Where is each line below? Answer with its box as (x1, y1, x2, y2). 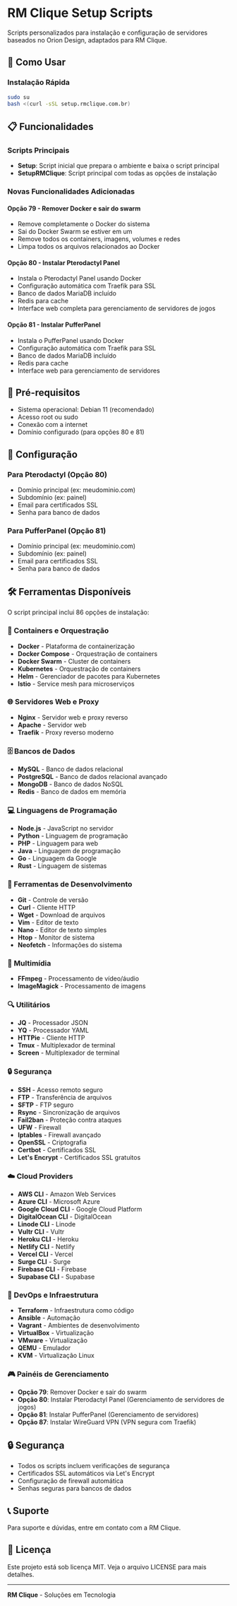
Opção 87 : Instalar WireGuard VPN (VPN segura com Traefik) (17, 1418, 197, 1426)
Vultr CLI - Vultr (17, 1227, 65, 1236)
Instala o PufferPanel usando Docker (17, 336, 125, 344)
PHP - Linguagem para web (17, 839, 99, 848)
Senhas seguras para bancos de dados (17, 1484, 132, 1493)
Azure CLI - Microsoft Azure (17, 1197, 100, 1206)
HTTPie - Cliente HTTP (17, 1033, 85, 1042)
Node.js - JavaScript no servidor (17, 824, 114, 833)
